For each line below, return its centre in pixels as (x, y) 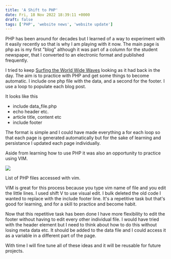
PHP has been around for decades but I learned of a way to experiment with (85, 39)
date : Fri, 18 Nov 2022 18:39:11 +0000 (48, 15)
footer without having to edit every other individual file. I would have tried (82, 219)
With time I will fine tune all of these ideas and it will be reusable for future (83, 246)
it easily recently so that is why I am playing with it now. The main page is (82, 44)
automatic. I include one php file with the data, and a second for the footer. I (85, 81)
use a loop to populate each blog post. (46, 87)
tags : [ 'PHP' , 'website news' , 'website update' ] (59, 24)
